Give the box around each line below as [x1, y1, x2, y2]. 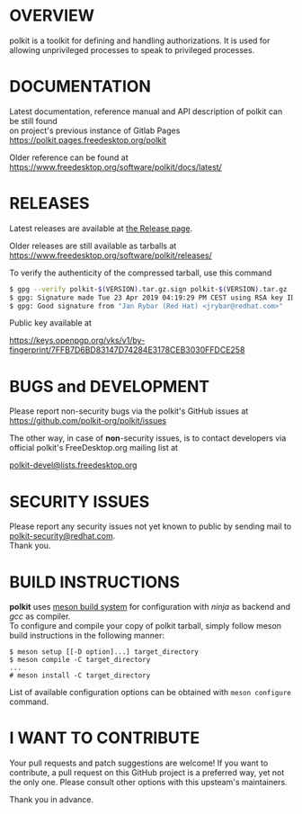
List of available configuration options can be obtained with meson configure [9, 687, 292, 698]
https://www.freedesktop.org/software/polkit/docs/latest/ [9, 161, 222, 172]
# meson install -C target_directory [9, 671, 151, 680]
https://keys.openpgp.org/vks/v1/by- [9, 335, 146, 346]
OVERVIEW [9, 5, 95, 26]
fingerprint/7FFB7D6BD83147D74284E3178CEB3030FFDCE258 [9, 344, 245, 355]
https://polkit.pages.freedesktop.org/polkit [9, 134, 167, 145]
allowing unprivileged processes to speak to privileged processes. [9, 44, 255, 55]
